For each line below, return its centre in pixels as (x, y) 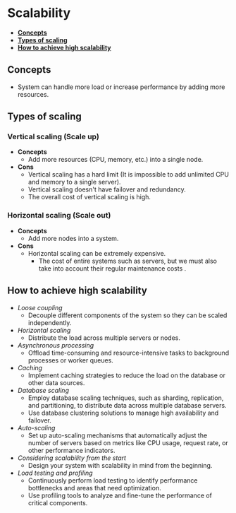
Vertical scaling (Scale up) (54, 137)
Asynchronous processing (56, 345)
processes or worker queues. (71, 360)
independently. (50, 322)
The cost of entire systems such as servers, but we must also (128, 261)
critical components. (58, 502)
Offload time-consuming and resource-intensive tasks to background (129, 353)
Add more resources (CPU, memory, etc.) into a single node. (116, 160)
